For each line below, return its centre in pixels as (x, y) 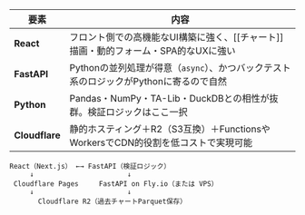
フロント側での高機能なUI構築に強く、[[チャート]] (177, 37)
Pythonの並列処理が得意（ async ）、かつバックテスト (180, 68)
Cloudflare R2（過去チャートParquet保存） (113, 201)
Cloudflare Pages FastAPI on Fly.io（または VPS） (116, 184)
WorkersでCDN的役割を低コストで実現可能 (161, 142)
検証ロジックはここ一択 (138, 112)
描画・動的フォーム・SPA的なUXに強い (152, 51)
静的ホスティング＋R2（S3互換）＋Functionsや (170, 129)
